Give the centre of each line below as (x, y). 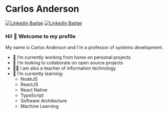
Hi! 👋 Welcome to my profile (40, 36)
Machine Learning (39, 106)
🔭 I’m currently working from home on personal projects (72, 57)
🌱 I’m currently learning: (38, 74)
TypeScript (32, 96)
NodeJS (29, 79)
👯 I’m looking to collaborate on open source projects (68, 63)
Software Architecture (44, 101)
